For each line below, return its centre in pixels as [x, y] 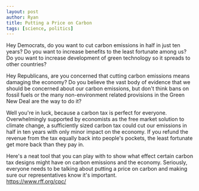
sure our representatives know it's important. [62, 175]
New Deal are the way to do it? [44, 101]
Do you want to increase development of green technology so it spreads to [98, 58]
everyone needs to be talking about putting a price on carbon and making [97, 169]
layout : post [22, 12]
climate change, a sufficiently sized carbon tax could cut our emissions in [97, 125]
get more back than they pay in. [45, 144]
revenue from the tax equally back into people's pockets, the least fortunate [99, 138]
